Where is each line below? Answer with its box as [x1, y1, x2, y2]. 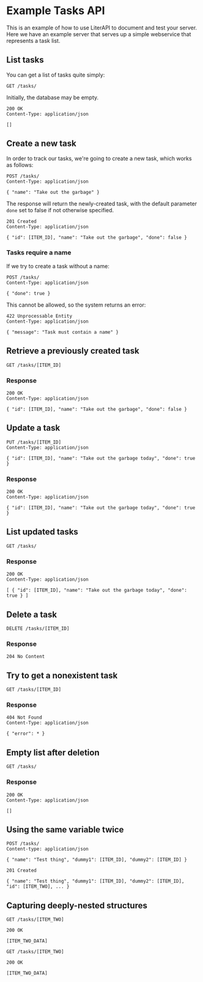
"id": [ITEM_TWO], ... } [6, 884, 70, 890]
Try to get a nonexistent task [6, 670, 118, 681]
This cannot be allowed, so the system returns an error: [6, 301, 146, 309]
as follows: [6, 161, 34, 169]
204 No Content [6, 654, 45, 660]
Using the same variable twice [6, 824, 124, 835]
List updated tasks [6, 527, 78, 537]
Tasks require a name [6, 248, 72, 257]
